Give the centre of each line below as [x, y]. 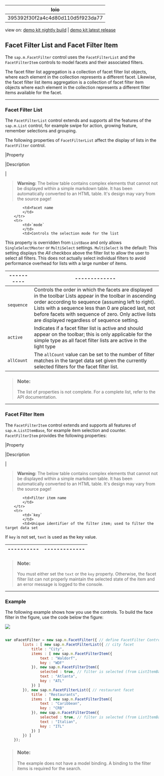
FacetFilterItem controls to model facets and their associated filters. [74, 62]
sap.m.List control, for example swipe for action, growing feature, [71, 126]
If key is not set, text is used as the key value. [51, 537]
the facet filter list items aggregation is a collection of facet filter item [74, 82]
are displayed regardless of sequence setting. [86, 321]
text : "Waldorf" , [59, 658]
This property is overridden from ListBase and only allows [63, 243]
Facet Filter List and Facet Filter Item [61, 45]
